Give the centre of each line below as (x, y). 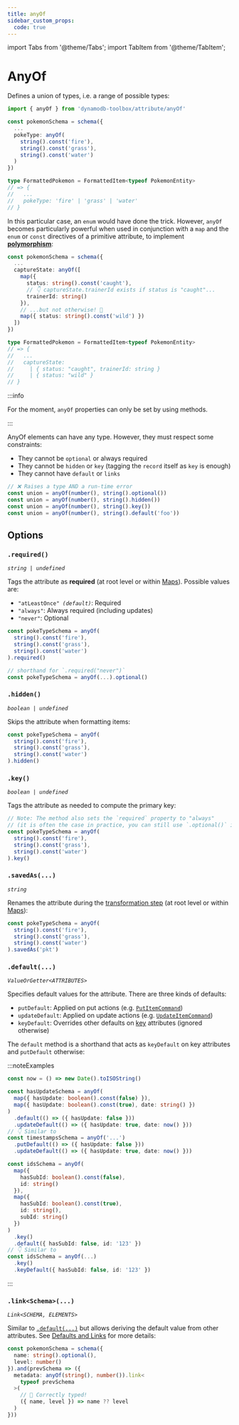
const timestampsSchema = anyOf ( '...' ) (67, 1138)
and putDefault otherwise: (46, 1052)
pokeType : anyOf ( (39, 135)
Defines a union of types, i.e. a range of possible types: (89, 96)
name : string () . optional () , (55, 1356)
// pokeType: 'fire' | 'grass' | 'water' (73, 201)
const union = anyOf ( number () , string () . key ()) (79, 506)
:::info (16, 396)
